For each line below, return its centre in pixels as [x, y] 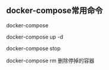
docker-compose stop [33, 48]
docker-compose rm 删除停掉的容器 [50, 61]
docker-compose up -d [35, 37]
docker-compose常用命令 [54, 11]
